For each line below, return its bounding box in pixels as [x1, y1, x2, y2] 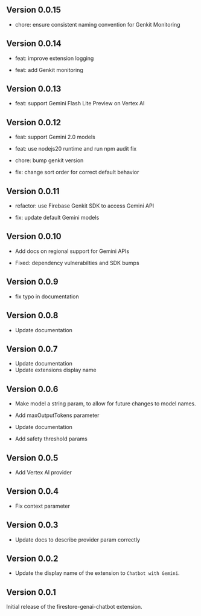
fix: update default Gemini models [14, 214, 100, 221]
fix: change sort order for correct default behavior [14, 169, 139, 176]
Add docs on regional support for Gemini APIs [14, 247, 130, 255]
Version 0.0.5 [6, 453, 59, 463]
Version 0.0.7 [6, 344, 59, 354]
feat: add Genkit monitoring [14, 66, 83, 73]
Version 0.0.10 [6, 231, 62, 241]
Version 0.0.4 [6, 487, 59, 497]
